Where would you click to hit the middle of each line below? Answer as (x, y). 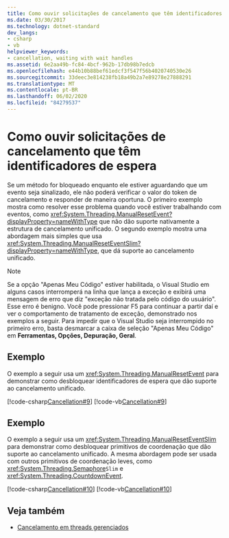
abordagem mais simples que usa (55, 236)
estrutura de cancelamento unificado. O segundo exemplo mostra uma (107, 229)
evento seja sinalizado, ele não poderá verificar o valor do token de (102, 192)
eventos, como (28, 214)
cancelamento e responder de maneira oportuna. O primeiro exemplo (105, 199)
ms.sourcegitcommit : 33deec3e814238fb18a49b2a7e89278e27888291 (99, 77)
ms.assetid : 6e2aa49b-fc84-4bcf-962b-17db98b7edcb (81, 65)
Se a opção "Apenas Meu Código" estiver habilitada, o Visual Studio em (108, 284)
